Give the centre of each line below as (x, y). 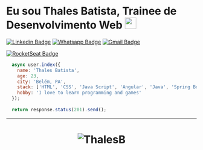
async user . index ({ (36, 65)
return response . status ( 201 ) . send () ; (59, 109)
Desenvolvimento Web (64, 25)
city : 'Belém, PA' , (42, 82)
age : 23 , (28, 76)
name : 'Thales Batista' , (48, 70)
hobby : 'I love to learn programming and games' (79, 93)
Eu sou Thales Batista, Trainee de (92, 11)
